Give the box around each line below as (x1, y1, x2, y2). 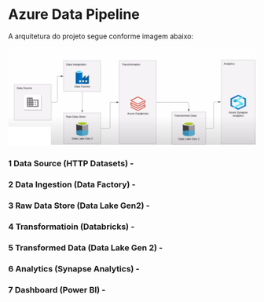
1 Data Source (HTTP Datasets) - (8, 158, 134, 169)
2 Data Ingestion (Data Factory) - (8, 179, 136, 190)
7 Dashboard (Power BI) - (8, 284, 106, 295)
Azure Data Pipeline (8, 5, 140, 24)
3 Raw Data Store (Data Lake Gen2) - (8, 200, 151, 211)
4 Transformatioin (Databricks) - (8, 221, 135, 232)
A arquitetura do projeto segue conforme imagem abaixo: (8, 31, 194, 41)
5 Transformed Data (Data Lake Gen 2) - (8, 242, 163, 253)
